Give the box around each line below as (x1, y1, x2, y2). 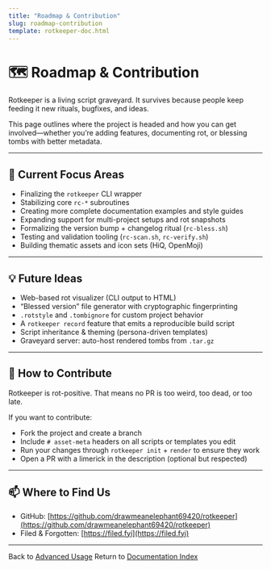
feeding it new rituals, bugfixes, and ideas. (8, 104, 149, 114)
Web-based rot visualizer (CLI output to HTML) (19, 292, 177, 303)
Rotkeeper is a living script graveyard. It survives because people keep (8, 95, 244, 105)
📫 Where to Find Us (8, 486, 111, 500)
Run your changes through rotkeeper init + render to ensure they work (19, 445, 261, 454)
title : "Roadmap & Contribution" (8, 11, 121, 20)
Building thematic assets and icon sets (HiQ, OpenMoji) (19, 241, 203, 250)
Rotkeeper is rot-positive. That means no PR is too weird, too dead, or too (8, 388, 252, 398)
